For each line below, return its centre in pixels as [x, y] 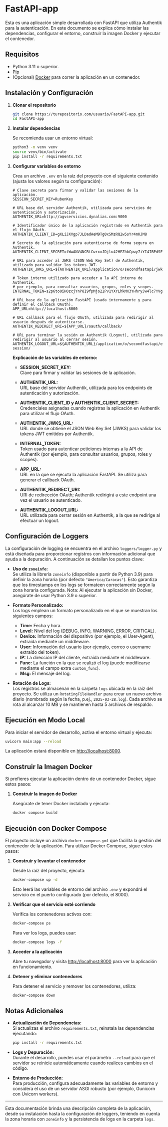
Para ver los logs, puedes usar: [44, 932]
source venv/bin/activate [39, 152]
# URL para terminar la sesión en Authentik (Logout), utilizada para [87, 335]
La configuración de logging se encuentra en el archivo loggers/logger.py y [83, 548]
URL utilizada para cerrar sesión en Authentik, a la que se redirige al [90, 515]
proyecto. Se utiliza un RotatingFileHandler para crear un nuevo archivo [87, 694]
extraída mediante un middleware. [55, 641]
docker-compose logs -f [37, 942]
